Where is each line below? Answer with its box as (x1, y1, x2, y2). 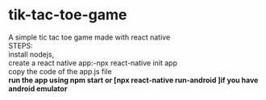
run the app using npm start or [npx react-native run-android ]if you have (8, 75, 259, 85)
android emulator (8, 83, 68, 94)
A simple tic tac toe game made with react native (8, 32, 171, 42)
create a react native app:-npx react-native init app (8, 58, 177, 68)
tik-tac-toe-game (8, 6, 127, 24)
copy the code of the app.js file (8, 66, 112, 76)
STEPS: (8, 40, 34, 50)
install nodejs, (8, 49, 55, 59)
